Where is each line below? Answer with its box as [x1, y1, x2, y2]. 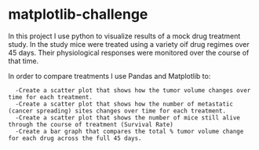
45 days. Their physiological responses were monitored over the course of [8, 48, 250, 57]
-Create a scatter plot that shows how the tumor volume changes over [15, 86, 251, 95]
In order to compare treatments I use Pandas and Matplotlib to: [8, 71, 211, 80]
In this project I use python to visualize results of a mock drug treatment [8, 31, 241, 41]
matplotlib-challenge [8, 5, 148, 23]
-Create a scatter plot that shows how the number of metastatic [15, 100, 234, 108]
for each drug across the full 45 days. [8, 134, 143, 142]
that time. [8, 56, 39, 66]
